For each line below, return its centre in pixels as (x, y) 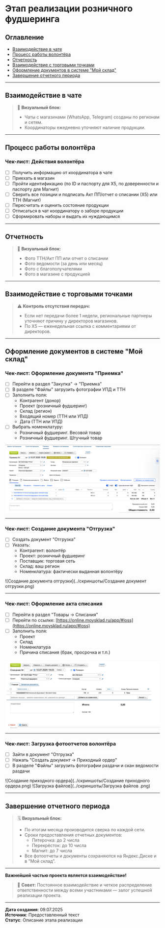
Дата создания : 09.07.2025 (34, 910)
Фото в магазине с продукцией (57, 274)
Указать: (21, 545)
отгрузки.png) (20, 586)
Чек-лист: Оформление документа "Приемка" (64, 373)
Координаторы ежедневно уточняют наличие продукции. (85, 127)
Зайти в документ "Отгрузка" (43, 754)
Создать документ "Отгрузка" (44, 540)
